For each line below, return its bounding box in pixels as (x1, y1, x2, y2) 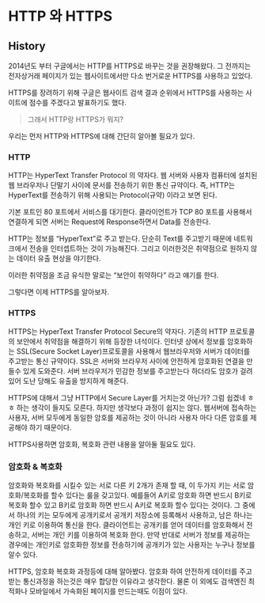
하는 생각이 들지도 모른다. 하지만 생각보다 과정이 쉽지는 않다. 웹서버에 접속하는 (16, 403, 257, 412)
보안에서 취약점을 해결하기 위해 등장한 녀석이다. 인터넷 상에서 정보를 (16, 336, 225, 346)
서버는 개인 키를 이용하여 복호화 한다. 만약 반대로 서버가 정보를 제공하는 (31, 529, 251, 539)
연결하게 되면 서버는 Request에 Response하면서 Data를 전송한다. (8, 217, 211, 226)
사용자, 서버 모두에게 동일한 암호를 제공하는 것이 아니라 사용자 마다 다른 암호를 (8, 412, 249, 422)
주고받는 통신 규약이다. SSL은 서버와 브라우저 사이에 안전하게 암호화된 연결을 (8, 356, 245, 366)
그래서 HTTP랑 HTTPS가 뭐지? (27, 115, 124, 123)
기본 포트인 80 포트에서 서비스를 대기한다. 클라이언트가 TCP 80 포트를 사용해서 (8, 207, 252, 217)
